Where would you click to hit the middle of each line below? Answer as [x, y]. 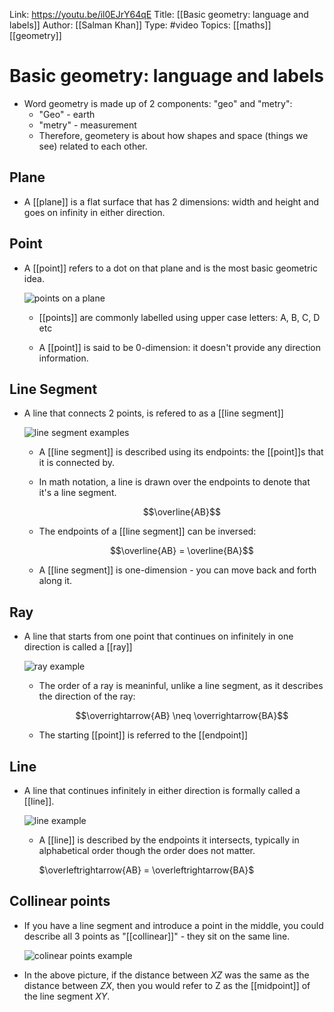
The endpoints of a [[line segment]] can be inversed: [147, 531]
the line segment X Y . [67, 996]
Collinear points [60, 901]
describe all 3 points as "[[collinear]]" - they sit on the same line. [157, 936]
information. [63, 358]
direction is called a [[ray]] [78, 647]
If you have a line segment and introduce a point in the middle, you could [173, 925]
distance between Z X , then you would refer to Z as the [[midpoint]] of [167, 985]
